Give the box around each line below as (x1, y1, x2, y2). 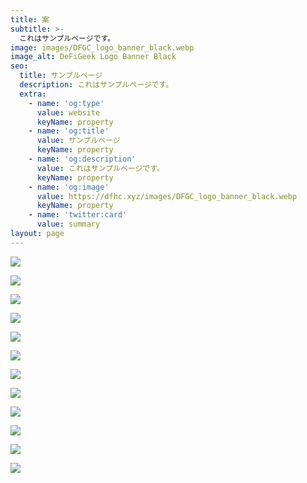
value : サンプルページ (36, 136, 121, 146)
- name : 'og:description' (28, 154, 137, 164)
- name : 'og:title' (28, 126, 110, 136)
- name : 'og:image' (28, 182, 110, 192)
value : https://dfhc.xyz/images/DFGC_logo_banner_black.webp (36, 191, 298, 201)
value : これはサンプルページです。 (36, 163, 165, 173)
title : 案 (10, 14, 50, 25)
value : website (36, 107, 101, 118)
